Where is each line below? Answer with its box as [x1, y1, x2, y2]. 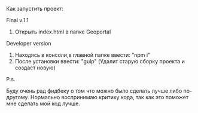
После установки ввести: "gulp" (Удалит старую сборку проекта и [14, 58, 185, 65]
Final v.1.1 [6, 17, 29, 23]
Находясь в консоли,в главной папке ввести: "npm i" [14, 51, 151, 59]
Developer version [6, 40, 51, 47]
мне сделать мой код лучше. [6, 100, 81, 107]
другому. [6, 94, 29, 100]
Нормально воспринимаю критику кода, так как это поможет [30, 94, 189, 100]
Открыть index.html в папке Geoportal [14, 28, 111, 35]
